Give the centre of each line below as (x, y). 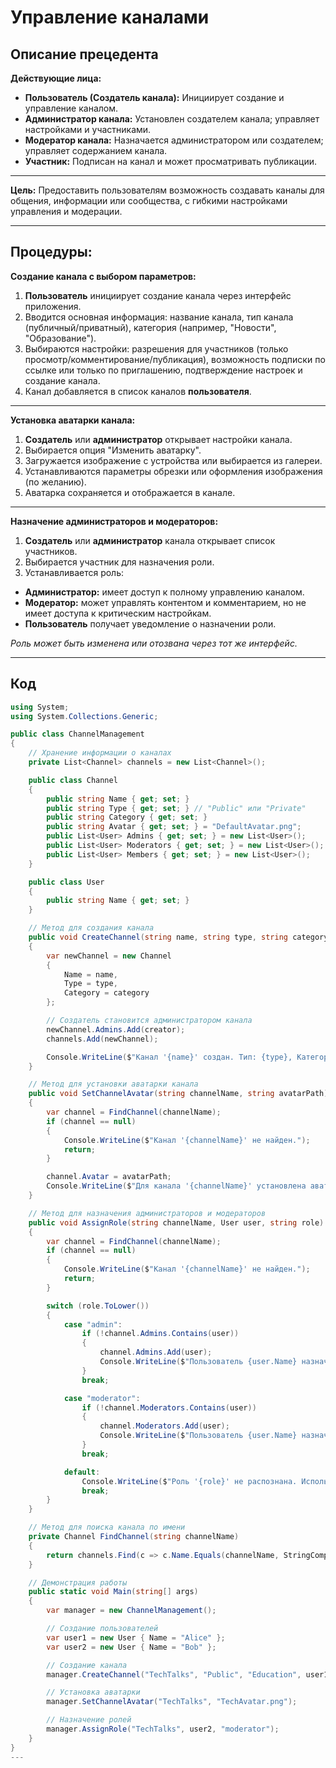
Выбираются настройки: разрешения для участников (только (156, 348)
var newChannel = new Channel (109, 956)
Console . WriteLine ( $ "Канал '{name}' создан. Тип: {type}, (169, 1057)
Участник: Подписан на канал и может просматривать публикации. (171, 161)
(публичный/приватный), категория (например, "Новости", (150, 327)
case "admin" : (93, 1324)
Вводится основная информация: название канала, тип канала (159, 317)
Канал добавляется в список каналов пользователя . (138, 391)
